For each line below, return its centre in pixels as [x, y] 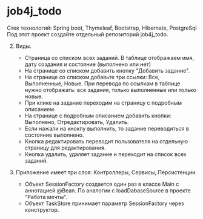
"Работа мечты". [46, 197]
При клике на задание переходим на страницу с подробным [103, 103]
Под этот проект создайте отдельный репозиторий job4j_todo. [88, 34]
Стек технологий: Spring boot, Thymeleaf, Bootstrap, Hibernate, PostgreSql [102, 28]
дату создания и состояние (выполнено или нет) [88, 64]
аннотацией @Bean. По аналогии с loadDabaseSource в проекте [108, 190]
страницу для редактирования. [65, 148]
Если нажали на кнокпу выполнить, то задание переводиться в [107, 128]
